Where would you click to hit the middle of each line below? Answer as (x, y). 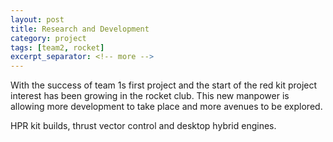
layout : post (37, 19)
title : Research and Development (80, 29)
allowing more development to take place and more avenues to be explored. (166, 107)
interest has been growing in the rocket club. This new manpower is (150, 96)
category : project (48, 38)
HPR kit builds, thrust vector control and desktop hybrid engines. (143, 126)
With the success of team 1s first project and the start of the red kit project (164, 85)
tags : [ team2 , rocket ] (57, 47)
